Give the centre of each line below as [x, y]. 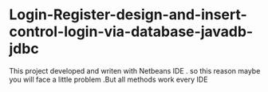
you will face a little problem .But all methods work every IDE [108, 79]
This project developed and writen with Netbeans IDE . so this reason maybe [135, 70]
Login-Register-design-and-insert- [128, 15]
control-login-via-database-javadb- [131, 32]
